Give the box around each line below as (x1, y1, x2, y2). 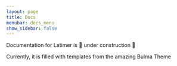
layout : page (6, 8, 39, 15)
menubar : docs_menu (6, 20, 55, 26)
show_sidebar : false (6, 25, 58, 32)
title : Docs (6, 14, 36, 20)
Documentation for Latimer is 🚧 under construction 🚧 (6, 42, 136, 49)
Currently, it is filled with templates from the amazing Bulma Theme (6, 53, 172, 60)
